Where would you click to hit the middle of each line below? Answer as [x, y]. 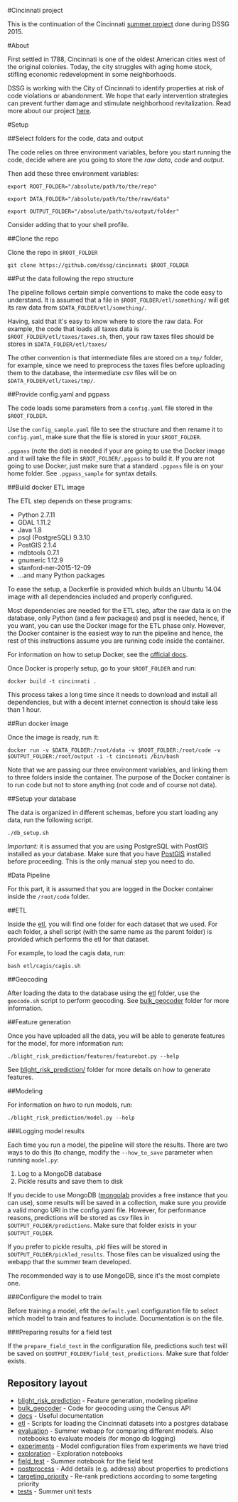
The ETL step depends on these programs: [70, 501]
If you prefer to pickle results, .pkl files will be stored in [88, 1246]
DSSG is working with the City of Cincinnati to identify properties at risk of [116, 88]
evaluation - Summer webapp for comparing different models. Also [115, 1431]
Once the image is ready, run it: [53, 737]
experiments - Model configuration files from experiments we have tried [123, 1446]
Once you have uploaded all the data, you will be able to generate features [116, 1036]
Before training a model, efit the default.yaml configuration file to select [113, 1311]
